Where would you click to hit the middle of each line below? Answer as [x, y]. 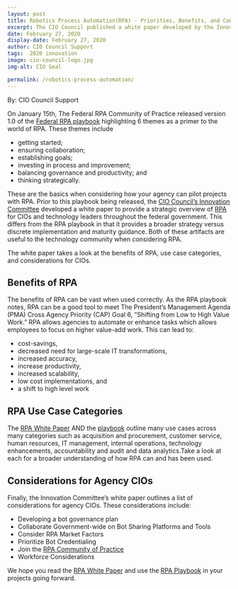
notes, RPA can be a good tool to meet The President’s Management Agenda [119, 307]
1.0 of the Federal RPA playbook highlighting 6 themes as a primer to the [113, 121]
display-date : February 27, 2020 [57, 40]
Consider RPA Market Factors [61, 534]
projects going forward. [42, 578]
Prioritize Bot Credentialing [57, 541]
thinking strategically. [49, 180]
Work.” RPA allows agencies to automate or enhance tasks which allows [112, 322]
